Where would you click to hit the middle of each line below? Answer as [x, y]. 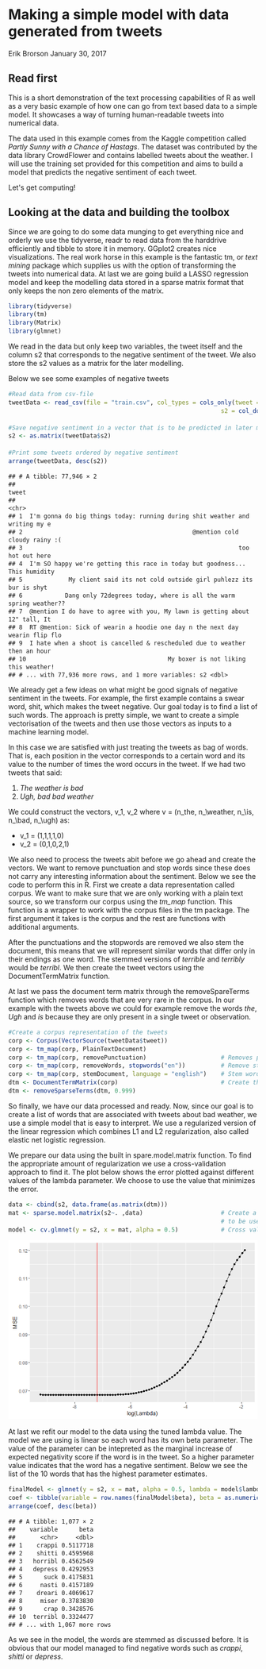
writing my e [30, 524]
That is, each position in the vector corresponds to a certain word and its [127, 755]
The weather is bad [51, 788]
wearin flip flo [35, 635]
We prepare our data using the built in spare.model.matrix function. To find [130, 1155]
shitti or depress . [36, 1656]
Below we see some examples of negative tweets [89, 379]
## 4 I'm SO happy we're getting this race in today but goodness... [127, 564]
